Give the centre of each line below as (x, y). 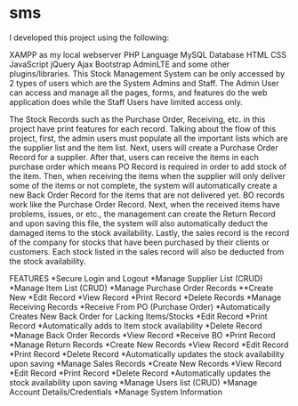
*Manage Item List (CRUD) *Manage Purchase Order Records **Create (141, 288)
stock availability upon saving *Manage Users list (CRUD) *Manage (133, 382)
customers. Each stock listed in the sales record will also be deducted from (147, 251)
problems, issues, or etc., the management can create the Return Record (142, 214)
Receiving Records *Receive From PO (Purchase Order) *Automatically (140, 306)
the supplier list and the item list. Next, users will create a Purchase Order (144, 147)
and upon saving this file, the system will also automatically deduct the (139, 223)
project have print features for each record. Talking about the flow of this (143, 128)
